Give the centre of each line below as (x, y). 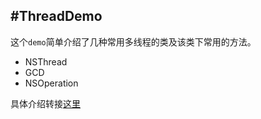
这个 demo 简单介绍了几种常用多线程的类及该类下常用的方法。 (133, 41)
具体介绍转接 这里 (45, 103)
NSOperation (51, 83)
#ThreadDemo (56, 16)
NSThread (46, 61)
